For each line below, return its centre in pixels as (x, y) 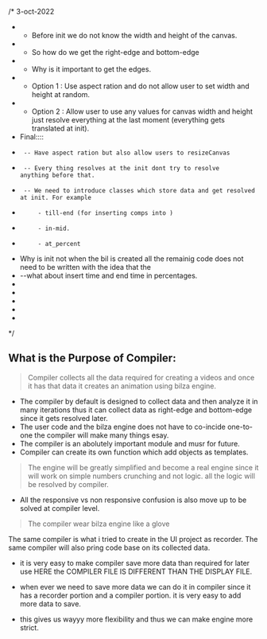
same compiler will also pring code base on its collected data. (109, 547)
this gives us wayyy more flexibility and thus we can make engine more (136, 619)
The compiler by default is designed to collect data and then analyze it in (139, 401)
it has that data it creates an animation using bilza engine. (122, 386)
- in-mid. (54, 228)
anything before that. (57, 175)
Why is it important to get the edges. (91, 69)
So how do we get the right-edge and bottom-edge (116, 52)
